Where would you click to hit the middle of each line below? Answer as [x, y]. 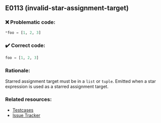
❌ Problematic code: [30, 22]
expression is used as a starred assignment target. [57, 87]
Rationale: [18, 70]
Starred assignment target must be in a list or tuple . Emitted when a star [80, 81]
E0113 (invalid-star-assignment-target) [67, 8]
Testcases [23, 110]
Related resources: [29, 99]
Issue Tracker [26, 116]
